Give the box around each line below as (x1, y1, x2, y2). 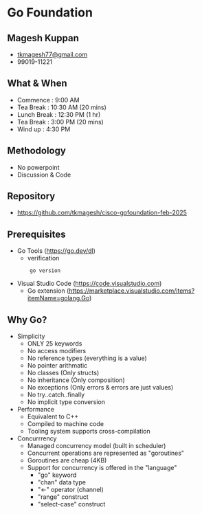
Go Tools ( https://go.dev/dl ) (16, 247, 96, 255)
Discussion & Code (16, 170, 71, 179)
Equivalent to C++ (27, 412, 79, 421)
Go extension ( (27, 287, 69, 295)
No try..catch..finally (27, 390, 85, 399)
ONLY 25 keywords (27, 339, 82, 348)
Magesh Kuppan (7, 32, 79, 44)
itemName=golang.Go (27, 294, 90, 302)
